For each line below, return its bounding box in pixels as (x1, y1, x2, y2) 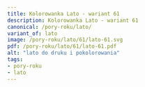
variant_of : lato (7, 29, 58, 37)
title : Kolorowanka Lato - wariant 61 (7, 10, 120, 18)
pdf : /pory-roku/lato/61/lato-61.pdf (7, 43, 117, 50)
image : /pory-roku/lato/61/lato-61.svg (7, 36, 123, 43)
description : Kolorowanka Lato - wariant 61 (7, 17, 139, 24)
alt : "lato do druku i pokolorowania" (7, 50, 120, 57)
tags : (7, 56, 23, 63)
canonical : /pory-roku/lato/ (7, 23, 92, 30)
